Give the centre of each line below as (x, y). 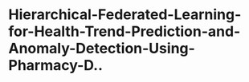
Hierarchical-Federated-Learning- (125, 15)
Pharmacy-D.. (55, 66)
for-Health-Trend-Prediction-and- (124, 31)
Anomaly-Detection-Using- (102, 49)
